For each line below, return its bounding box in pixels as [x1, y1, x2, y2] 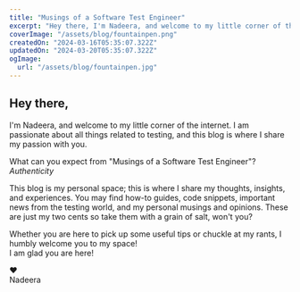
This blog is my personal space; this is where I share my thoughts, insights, [9, 182, 286, 193]
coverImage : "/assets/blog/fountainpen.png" [9, 29, 178, 38]
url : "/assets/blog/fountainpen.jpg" [17, 63, 158, 72]
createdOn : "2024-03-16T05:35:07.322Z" [9, 38, 158, 47]
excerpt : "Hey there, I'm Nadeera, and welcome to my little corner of [9, 21, 281, 30]
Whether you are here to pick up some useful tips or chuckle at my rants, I [9, 229, 282, 239]
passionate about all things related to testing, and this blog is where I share [9, 129, 285, 139]
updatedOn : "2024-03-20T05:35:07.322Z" [9, 46, 158, 55]
